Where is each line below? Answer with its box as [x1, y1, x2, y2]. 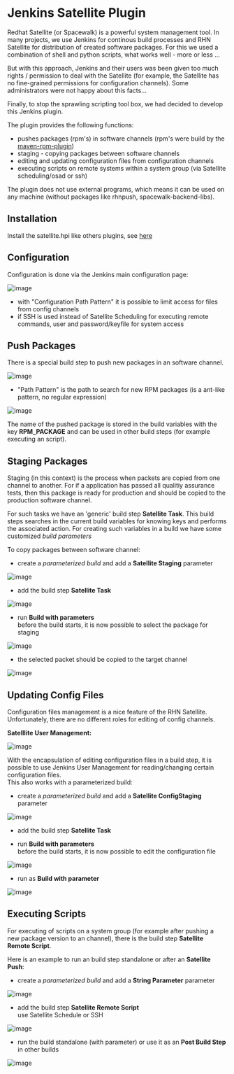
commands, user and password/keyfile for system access [17, 320, 184, 328]
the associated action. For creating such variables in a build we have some [7, 525, 222, 533]
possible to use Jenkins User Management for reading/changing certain [7, 763, 214, 771]
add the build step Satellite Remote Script [17, 1003, 140, 1012]
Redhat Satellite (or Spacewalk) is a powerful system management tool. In [7, 28, 219, 36]
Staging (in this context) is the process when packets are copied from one [7, 474, 221, 482]
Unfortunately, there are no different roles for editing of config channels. [7, 715, 215, 723]
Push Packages [7, 339, 76, 351]
